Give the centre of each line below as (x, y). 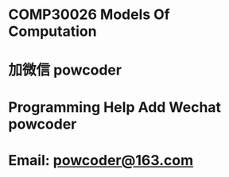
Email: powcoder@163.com (101, 160)
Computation (52, 31)
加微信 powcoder (65, 70)
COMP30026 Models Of (89, 15)
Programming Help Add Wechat (114, 107)
